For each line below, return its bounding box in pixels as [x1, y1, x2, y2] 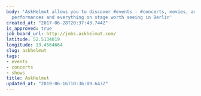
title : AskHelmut [6, 75, 50, 81]
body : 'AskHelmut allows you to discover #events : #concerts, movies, [6, 8, 188, 15]
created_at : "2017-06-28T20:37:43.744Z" [6, 20, 109, 26]
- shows [6, 70, 26, 76]
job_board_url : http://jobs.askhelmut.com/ [6, 31, 117, 37]
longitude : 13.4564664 [6, 42, 63, 48]
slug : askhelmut [6, 48, 47, 54]
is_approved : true [6, 25, 52, 32]
